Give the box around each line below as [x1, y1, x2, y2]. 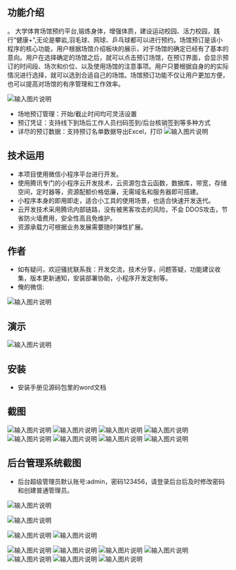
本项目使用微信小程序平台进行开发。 [17, 170, 123, 178]
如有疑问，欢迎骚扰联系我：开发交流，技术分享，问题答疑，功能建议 [17, 265, 215, 273]
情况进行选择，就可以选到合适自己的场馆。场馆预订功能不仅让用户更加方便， [7, 70, 229, 79]
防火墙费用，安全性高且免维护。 [23, 213, 117, 222]
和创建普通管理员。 [17, 485, 74, 495]
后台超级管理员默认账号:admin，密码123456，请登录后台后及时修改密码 [17, 477, 225, 485]
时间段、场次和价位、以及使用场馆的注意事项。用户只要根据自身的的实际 [19, 62, 229, 70]
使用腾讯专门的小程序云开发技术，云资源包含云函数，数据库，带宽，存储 [17, 178, 227, 187]
